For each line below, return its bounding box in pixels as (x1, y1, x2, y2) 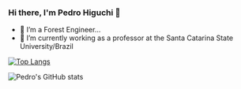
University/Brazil (19, 42, 73, 51)
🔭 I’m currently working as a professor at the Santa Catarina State (19, 33, 234, 43)
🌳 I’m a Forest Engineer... (19, 25, 101, 35)
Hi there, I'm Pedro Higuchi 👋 (8, 7, 121, 18)
